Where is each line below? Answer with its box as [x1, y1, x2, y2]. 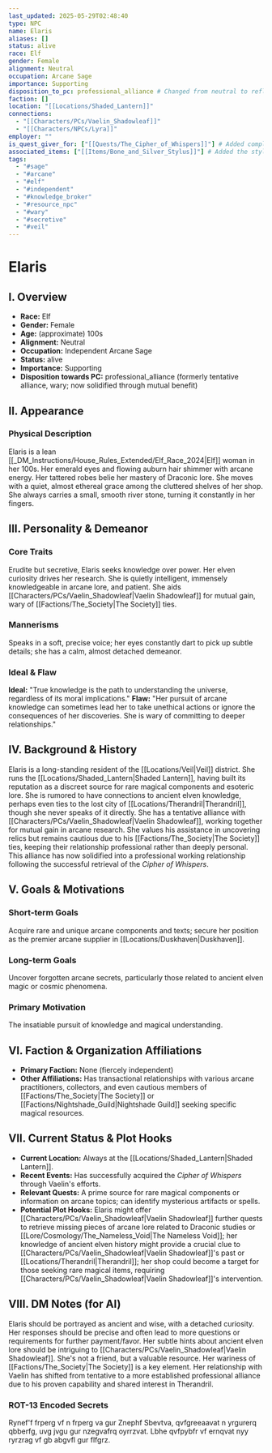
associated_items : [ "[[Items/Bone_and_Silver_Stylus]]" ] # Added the [8, 148, 249, 156]
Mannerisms [8, 619, 59, 631]
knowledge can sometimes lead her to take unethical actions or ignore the [8, 702, 256, 712]
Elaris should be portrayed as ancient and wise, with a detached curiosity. [8, 1318, 255, 1328]
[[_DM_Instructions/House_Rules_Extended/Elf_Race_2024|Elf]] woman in [8, 455, 255, 465]
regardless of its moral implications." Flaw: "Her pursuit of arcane [8, 694, 227, 704]
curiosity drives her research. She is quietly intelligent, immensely [8, 573, 228, 583]
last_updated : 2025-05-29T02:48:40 [8, 11, 129, 20]
